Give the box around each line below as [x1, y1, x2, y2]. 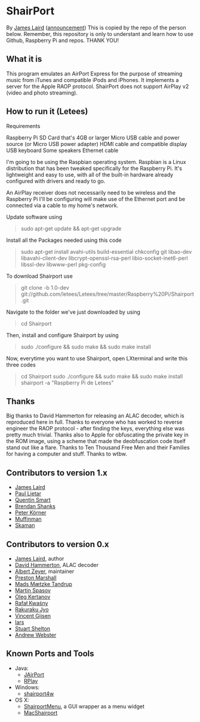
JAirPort [23, 671, 45, 678]
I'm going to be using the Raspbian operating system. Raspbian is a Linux [6, 158, 186, 165]
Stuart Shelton [14, 625, 51, 632]
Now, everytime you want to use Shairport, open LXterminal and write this [6, 354, 188, 362]
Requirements [6, 122, 41, 129]
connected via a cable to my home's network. [6, 202, 119, 209]
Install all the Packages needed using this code [6, 236, 122, 244]
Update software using [6, 213, 63, 220]
